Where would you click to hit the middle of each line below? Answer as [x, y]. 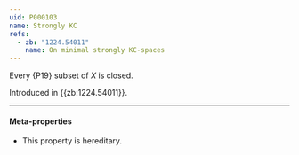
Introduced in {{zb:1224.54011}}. [68, 93]
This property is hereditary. [72, 141]
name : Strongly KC [43, 26]
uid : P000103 [33, 17]
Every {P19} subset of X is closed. [71, 75]
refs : [19, 34]
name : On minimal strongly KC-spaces [95, 50]
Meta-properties [41, 121]
